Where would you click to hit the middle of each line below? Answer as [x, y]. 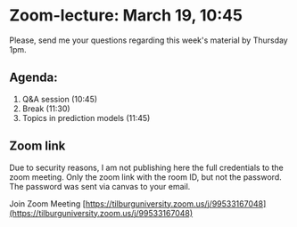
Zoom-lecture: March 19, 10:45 [126, 16]
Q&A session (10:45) [60, 99]
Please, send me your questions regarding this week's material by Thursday [148, 40]
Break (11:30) [46, 109]
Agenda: [33, 78]
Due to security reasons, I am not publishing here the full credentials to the [146, 167]
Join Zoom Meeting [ [48, 203]
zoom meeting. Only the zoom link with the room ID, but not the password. [146, 177]
